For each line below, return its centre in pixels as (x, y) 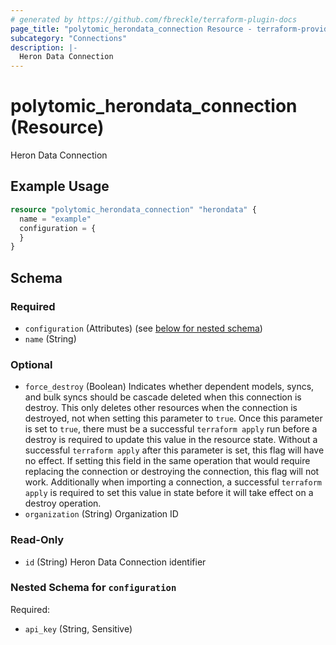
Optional (31, 364)
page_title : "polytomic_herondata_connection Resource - (131, 29)
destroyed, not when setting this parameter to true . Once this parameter (173, 418)
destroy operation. (63, 503)
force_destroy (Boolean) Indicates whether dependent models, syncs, (169, 387)
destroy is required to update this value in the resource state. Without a (171, 440)
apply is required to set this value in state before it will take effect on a (169, 493)
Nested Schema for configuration (93, 588)
